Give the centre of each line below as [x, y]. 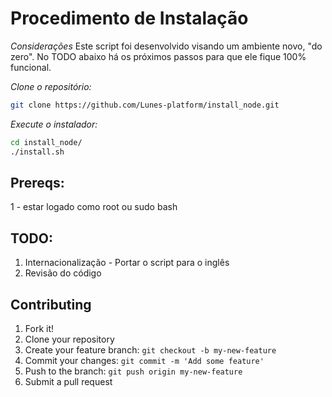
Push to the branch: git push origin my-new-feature [133, 371]
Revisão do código [63, 273]
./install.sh [37, 152]
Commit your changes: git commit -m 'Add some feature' [144, 360]
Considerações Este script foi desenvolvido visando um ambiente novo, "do [166, 46]
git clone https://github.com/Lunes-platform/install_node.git [145, 105]
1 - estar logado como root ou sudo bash [94, 207]
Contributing [51, 304]
